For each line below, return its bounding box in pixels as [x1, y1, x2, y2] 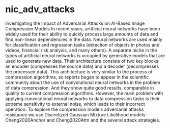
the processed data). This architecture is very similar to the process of [5, 68, 153, 74]
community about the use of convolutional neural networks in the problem [5, 79, 160, 86]
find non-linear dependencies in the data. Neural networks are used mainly [5, 36, 163, 42]
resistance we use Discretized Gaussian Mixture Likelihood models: [5, 111, 147, 117]
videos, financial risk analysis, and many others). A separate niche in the [5, 47, 157, 53]
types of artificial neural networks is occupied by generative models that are [5, 52, 165, 59]
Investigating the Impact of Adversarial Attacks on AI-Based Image [5, 20, 145, 26]
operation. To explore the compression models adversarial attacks [5, 106, 144, 112]
